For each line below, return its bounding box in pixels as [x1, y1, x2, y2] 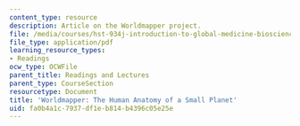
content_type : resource [9, 12, 98, 22]
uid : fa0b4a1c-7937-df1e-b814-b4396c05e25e [9, 104, 174, 113]
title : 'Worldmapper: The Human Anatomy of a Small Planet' [9, 95, 238, 105]
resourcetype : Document [9, 87, 98, 96]
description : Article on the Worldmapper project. [9, 21, 202, 30]
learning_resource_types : [9, 46, 105, 55]
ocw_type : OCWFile [9, 63, 78, 72]
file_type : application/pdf [9, 37, 114, 47]
